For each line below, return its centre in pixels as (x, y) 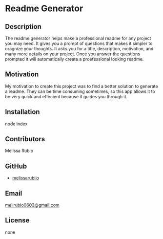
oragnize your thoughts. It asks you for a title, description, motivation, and (79, 49)
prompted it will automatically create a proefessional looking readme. (74, 59)
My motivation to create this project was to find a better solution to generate (81, 86)
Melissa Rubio (19, 151)
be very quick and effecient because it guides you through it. (66, 96)
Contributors (25, 139)
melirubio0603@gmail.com (32, 205)
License (17, 220)
